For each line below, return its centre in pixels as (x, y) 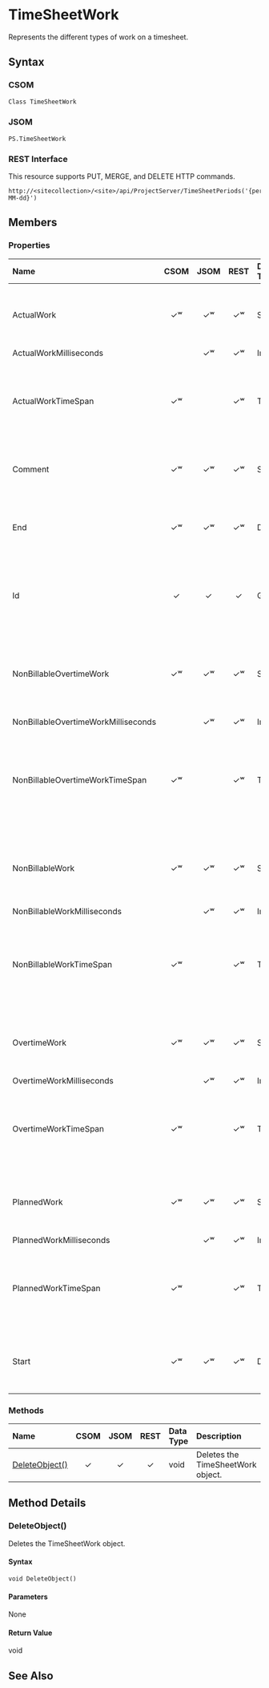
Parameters (28, 1597)
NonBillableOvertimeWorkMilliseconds (84, 722)
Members (33, 223)
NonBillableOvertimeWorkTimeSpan (80, 779)
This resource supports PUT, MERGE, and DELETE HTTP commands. (122, 176)
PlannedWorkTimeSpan (57, 1288)
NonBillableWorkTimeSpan (62, 964)
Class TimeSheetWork (43, 102)
